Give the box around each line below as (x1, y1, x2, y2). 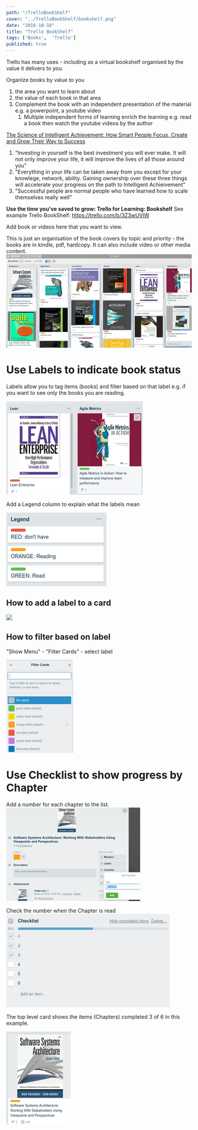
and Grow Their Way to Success (6, 138, 86, 145)
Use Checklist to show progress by (6, 768, 183, 782)
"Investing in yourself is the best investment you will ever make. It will (14, 150, 187, 156)
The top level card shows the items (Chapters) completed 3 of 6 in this (6, 1013, 181, 1020)
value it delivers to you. (6, 65, 64, 72)
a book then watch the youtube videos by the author (23, 120, 153, 127)
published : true (6, 41, 47, 47)
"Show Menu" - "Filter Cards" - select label (6, 648, 113, 655)
